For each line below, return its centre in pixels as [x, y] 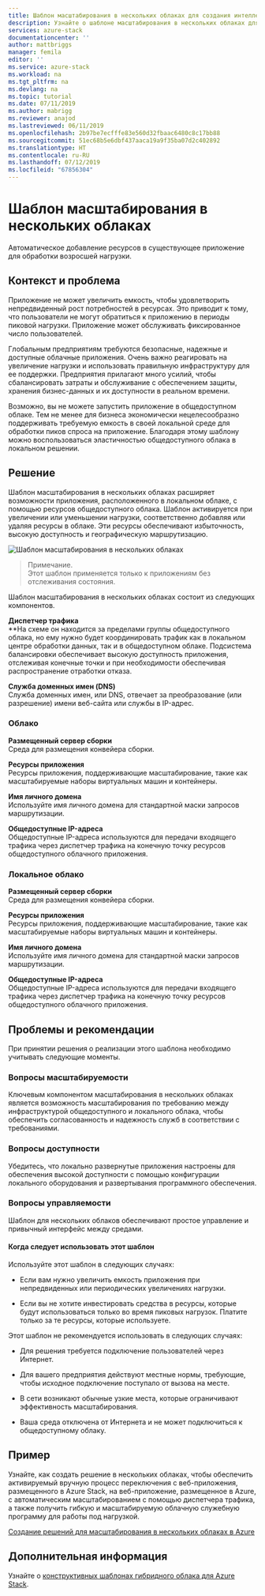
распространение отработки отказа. [70, 671]
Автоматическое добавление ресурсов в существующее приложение [127, 247]
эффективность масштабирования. [79, 1407]
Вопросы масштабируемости [68, 1077]
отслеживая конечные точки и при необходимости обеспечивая [117, 662]
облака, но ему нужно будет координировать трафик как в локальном [127, 637]
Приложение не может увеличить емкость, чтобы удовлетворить [119, 300]
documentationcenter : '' [49, 38]
